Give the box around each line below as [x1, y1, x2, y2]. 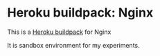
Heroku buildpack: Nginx [7, 5, 154, 21]
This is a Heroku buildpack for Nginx [7, 28, 112, 36]
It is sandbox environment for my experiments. [7, 41, 140, 49]
